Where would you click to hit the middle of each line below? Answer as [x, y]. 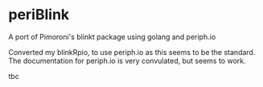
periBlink [39, 15]
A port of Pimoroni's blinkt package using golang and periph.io [112, 37]
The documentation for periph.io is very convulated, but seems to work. [127, 61]
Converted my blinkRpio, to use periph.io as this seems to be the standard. [132, 52]
